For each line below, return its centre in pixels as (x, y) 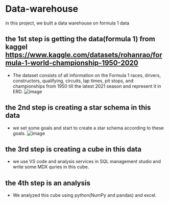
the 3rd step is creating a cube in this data (74, 149)
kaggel (17, 47)
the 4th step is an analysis (48, 183)
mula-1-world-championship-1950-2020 (72, 63)
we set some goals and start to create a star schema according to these (88, 128)
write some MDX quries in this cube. (51, 167)
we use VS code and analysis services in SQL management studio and (87, 162)
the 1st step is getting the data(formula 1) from (80, 39)
